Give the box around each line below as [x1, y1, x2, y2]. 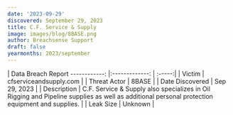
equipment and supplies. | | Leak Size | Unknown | [7, 99, 155, 108]
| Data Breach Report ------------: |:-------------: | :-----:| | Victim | [7, 69, 205, 78]
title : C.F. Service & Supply [7, 23, 97, 31]
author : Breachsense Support [7, 37, 94, 44]
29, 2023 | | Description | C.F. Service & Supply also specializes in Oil [7, 84, 211, 93]
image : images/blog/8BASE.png [7, 30, 97, 38]
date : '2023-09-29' [7, 10, 65, 18]
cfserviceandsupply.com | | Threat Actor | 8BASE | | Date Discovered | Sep [7, 77, 227, 85]
